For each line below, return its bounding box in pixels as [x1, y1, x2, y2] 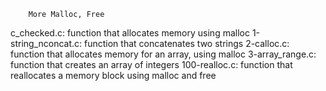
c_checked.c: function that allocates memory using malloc [10, 27, 250, 39]
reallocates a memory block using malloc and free [10, 70, 217, 81]
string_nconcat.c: [10, 38, 83, 49]
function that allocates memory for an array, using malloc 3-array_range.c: [10, 48, 317, 60]
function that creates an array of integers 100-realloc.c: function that [10, 59, 293, 70]
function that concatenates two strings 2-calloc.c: [83, 38, 290, 49]
